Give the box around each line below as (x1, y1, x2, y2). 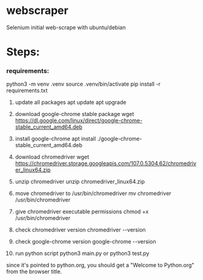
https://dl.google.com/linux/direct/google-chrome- (15, 117, 143, 125)
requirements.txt (6, 87, 48, 94)
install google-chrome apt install (15, 135, 96, 143)
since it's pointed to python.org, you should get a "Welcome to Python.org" (6, 262, 194, 269)
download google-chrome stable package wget (15, 111, 134, 118)
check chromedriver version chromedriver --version (15, 226, 146, 234)
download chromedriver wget (15, 153, 89, 161)
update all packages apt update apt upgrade (15, 98, 126, 106)
